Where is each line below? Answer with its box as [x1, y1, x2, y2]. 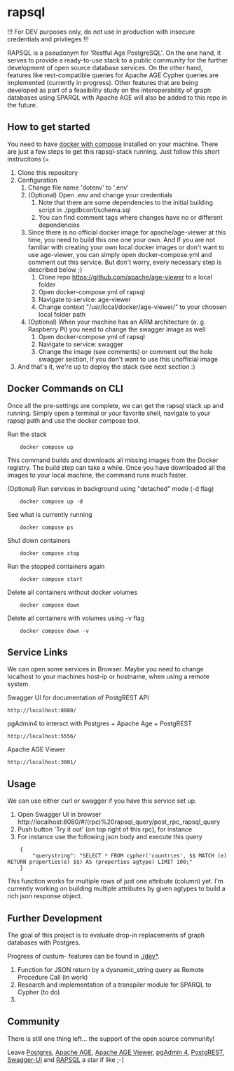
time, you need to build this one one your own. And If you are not [27, 235, 216, 244]
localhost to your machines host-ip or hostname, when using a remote [7, 672, 210, 681]
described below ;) [27, 265, 83, 274]
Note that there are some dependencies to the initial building [38, 198, 214, 206]
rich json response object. [7, 892, 83, 900]
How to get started [7, 121, 90, 133]
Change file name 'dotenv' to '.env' [27, 183, 130, 192]
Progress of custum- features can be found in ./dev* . [7, 952, 160, 960]
